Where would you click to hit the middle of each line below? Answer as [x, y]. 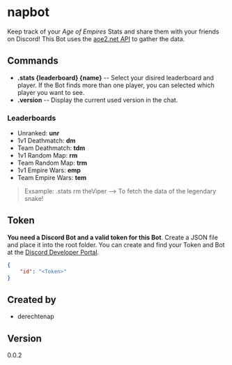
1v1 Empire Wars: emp [49, 170]
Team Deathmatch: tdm [51, 148]
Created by [32, 300]
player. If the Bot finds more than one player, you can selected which [116, 85]
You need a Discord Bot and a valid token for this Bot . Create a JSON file [113, 237]
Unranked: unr [38, 133]
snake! [34, 199]
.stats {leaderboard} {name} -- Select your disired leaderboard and [116, 77]
